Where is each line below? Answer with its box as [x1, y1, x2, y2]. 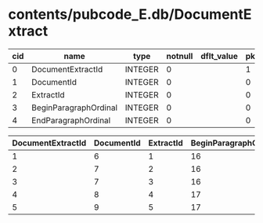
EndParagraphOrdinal [31, 115, 111, 126]
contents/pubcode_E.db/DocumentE [8, 5, 252, 24]
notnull [166, 50, 193, 61]
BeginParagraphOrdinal [31, 102, 118, 113]
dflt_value [200, 50, 239, 61]
